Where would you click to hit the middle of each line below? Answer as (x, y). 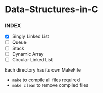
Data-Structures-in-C (51, 9)
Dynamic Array (28, 54)
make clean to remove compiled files (50, 85)
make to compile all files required (46, 80)
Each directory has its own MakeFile (43, 69)
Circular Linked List (32, 59)
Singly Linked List (31, 36)
